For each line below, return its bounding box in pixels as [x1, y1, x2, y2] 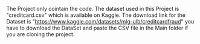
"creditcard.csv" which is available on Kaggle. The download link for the [6, 11, 186, 19]
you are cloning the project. [6, 31, 75, 38]
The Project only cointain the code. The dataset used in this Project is [6, 5, 179, 12]
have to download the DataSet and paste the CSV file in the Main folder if [6, 24, 189, 31]
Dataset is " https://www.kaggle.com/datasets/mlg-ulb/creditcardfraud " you [6, 18, 195, 25]
